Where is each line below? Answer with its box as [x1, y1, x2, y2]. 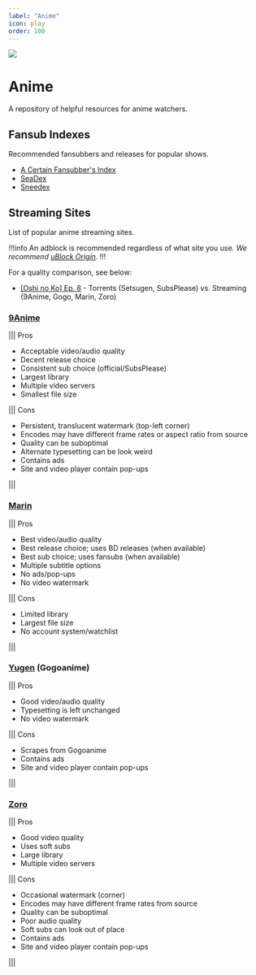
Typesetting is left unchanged [20, 704, 120, 715]
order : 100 [8, 27, 46, 35]
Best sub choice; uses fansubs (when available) [20, 552, 180, 561]
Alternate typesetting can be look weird [20, 447, 153, 457]
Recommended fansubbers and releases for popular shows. [8, 149, 209, 159]
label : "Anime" [8, 11, 60, 20]
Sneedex [20, 182, 50, 192]
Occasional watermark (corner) [20, 890, 126, 900]
